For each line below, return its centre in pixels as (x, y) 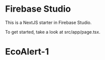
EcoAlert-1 (27, 52)
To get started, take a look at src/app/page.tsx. (53, 32)
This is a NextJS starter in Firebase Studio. (49, 22)
